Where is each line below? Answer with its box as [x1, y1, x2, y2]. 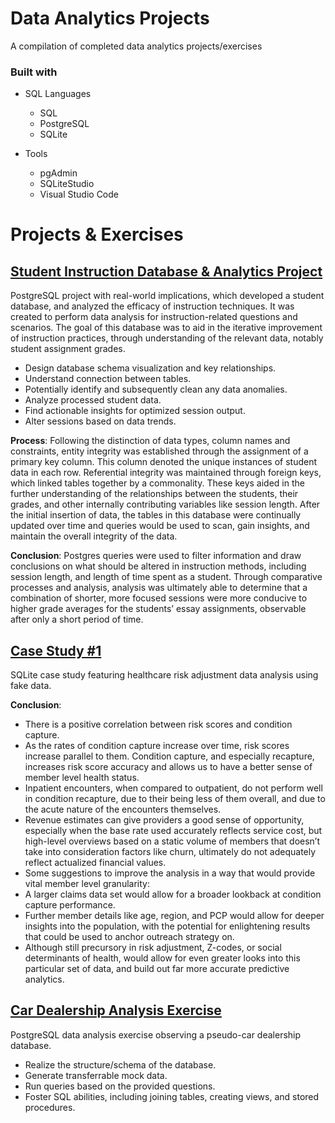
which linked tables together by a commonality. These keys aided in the [10, 477, 305, 489]
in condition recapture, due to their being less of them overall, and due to [24, 793, 326, 805]
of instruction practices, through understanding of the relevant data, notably [10, 332, 324, 344]
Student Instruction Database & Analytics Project [10, 263, 323, 280]
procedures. [24, 1101, 76, 1113]
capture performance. [24, 899, 116, 911]
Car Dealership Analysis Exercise [10, 1002, 222, 1019]
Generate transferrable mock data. [24, 1069, 168, 1081]
